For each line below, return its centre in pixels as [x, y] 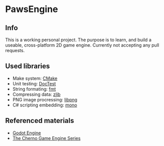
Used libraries [28, 66]
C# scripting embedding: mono [45, 105]
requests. [15, 50]
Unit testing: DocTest [34, 83]
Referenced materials [40, 121]
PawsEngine [32, 9]
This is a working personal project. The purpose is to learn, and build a [78, 40]
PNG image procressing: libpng [45, 99]
